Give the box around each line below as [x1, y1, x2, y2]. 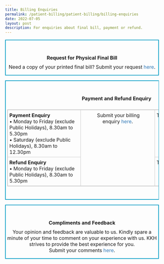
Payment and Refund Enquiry [82, 95, 152, 102]
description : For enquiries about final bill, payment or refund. [5, 25, 143, 30]
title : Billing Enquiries [5, 7, 58, 12]
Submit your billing [97, 112, 140, 119]
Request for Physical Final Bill [46, 54, 118, 61]
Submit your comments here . [48, 247, 116, 254]
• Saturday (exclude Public [9, 137, 71, 144]
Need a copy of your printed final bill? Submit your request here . [8, 64, 156, 71]
